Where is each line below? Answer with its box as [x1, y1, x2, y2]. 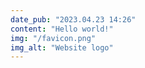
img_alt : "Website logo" [10, 42, 114, 53]
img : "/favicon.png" [10, 33, 97, 43]
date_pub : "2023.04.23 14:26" [10, 14, 137, 25]
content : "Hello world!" [10, 24, 114, 34]
